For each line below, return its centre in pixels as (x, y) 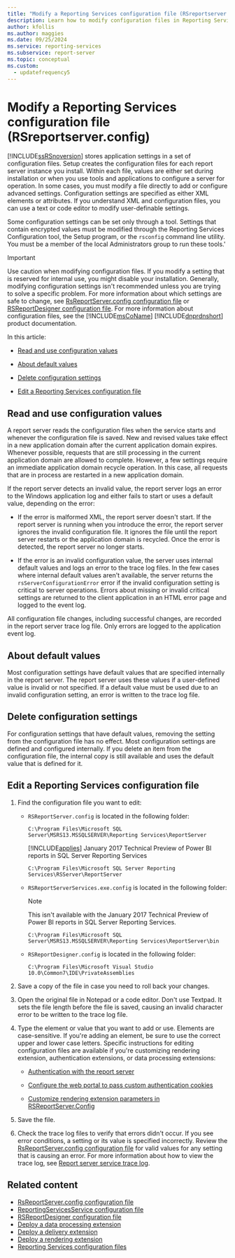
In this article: (27, 337)
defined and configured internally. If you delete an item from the (99, 748)
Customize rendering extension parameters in (94, 1098)
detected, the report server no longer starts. (81, 547)
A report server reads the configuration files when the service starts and (112, 430)
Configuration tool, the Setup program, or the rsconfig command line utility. (116, 237)
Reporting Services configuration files (72, 1246)
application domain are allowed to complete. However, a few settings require (117, 460)
